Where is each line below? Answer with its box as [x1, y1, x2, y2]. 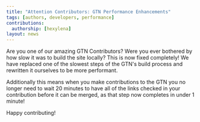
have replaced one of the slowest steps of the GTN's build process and [6, 61, 183, 68]
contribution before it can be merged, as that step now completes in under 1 [6, 91, 195, 99]
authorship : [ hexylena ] [11, 25, 71, 32]
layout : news [6, 31, 39, 37]
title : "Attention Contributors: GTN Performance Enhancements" [6, 8, 171, 15]
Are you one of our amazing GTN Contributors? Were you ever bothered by [6, 47, 193, 55]
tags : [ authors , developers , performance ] [6, 14, 114, 20]
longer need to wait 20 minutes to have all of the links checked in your [6, 85, 181, 92]
